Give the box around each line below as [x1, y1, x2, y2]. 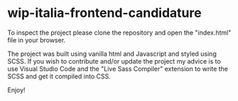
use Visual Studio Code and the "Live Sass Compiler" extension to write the [7, 64, 229, 73]
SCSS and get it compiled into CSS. [7, 72, 112, 81]
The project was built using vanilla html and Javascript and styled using [7, 49, 217, 58]
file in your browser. [7, 35, 66, 44]
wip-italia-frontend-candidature [7, 5, 202, 21]
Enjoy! [7, 85, 26, 94]
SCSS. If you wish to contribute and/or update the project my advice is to [7, 57, 222, 65]
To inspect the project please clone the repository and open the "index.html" [7, 28, 232, 37]
